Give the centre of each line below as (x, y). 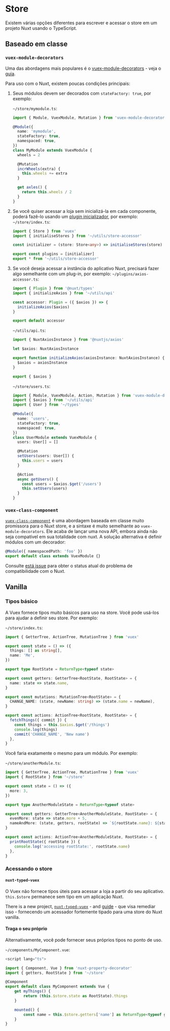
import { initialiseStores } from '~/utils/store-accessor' (77, 236)
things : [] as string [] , (36, 651)
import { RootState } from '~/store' (45, 777)
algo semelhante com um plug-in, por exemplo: (62, 274)
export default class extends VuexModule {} (53, 556)
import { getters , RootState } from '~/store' (55, 973)
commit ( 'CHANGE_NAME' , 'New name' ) (52, 734)
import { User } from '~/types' (47, 405)
